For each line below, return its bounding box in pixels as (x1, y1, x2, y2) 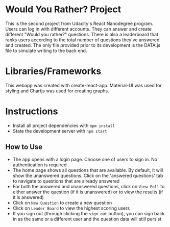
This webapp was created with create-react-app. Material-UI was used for (5, 82, 162, 88)
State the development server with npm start (12, 128, 107, 134)
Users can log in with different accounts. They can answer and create (5, 26, 152, 32)
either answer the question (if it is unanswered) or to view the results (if (12, 189, 163, 195)
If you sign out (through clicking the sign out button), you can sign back (12, 210, 165, 216)
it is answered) (12, 194, 44, 200)
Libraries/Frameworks (5, 65, 102, 77)
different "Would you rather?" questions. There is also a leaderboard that (5, 31, 159, 37)
